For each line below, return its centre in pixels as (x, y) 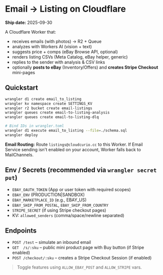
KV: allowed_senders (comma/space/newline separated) (68, 215)
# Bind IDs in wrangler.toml (35, 126)
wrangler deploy (21, 135)
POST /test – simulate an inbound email (52, 242)
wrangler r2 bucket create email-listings (49, 108)
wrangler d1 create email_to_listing (43, 99)
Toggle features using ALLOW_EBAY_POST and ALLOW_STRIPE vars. (79, 267)
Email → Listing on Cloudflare (65, 9)
